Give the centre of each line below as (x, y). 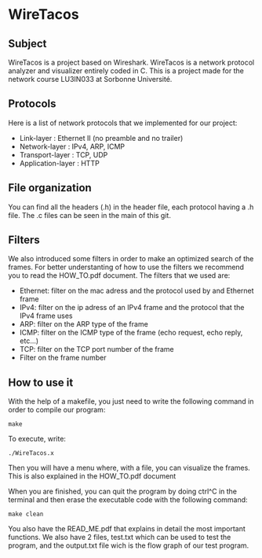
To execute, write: (37, 439)
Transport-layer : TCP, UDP (64, 154)
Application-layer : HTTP (59, 163)
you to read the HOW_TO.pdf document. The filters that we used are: (119, 275)
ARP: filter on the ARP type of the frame (84, 324)
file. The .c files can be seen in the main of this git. (89, 215)
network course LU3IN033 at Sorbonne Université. (90, 79)
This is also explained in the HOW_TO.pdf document (92, 476)
